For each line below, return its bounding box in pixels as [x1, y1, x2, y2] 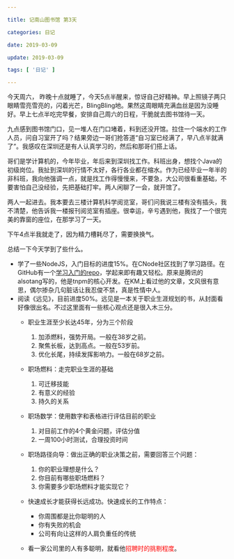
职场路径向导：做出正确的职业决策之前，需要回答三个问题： [27, 450, 199, 459]
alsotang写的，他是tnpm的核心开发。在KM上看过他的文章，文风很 [17, 277, 207, 285]
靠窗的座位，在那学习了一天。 [19, 215, 105, 223]
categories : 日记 [7, 29, 56, 36]
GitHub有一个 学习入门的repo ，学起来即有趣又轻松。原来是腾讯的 [17, 269, 203, 277]
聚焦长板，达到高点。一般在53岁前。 [38, 342, 144, 350]
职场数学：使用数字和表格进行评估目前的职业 [27, 412, 157, 420]
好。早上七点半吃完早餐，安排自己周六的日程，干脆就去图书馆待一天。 [7, 110, 209, 118]
